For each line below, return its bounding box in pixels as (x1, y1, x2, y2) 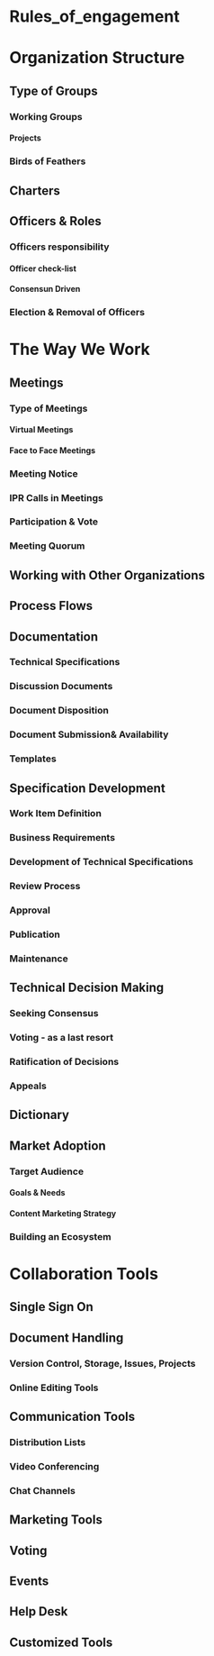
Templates (9, 752, 57, 765)
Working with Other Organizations (9, 568, 205, 583)
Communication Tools (9, 1409, 136, 1424)
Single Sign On (9, 1299, 94, 1315)
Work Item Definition (9, 807, 102, 820)
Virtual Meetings (9, 424, 74, 435)
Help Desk (9, 1604, 68, 1619)
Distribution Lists (9, 1436, 86, 1449)
